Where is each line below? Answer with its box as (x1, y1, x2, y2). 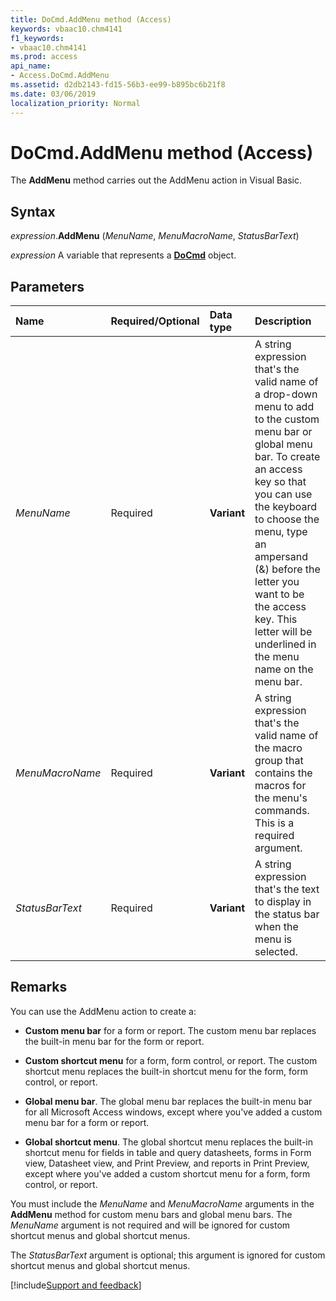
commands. (254, 804, 310, 818)
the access (254, 600, 307, 614)
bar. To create (254, 450, 321, 464)
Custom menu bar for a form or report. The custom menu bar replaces (24, 1024, 317, 1036)
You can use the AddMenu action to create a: (10, 1005, 197, 1017)
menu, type (254, 525, 308, 539)
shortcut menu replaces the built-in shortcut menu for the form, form (24, 1065, 308, 1077)
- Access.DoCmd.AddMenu (10, 71, 110, 81)
